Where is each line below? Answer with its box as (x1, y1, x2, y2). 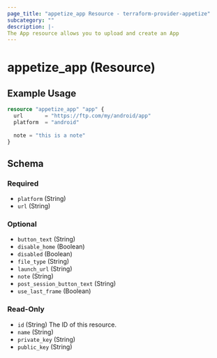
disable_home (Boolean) (17, 242, 85, 251)
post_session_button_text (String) (17, 280, 117, 288)
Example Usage (7, 87, 77, 99)
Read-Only (7, 304, 45, 314)
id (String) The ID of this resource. (17, 320, 117, 329)
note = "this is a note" (13, 132, 86, 139)
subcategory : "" (7, 17, 54, 24)
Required (7, 179, 39, 188)
